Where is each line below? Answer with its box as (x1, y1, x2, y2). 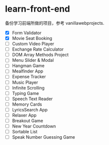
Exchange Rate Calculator (12, 46, 64, 52)
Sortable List (12, 129, 38, 135)
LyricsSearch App (12, 107, 47, 112)
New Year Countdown (12, 123, 56, 129)
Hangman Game (12, 63, 45, 69)
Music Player (12, 79, 38, 85)
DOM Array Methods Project (12, 52, 69, 58)
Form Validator (12, 30, 42, 36)
